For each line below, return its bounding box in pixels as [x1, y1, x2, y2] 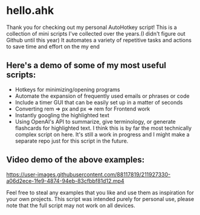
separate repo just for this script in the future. [15, 137, 129, 144]
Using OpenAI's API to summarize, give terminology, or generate [15, 118, 176, 125]
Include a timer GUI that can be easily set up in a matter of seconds [15, 98, 183, 106]
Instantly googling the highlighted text [15, 111, 110, 118]
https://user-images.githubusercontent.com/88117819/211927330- [6, 170, 171, 178]
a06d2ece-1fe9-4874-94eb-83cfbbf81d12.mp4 [6, 177, 125, 184]
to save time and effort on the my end [6, 43, 100, 50]
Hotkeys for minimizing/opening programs [15, 86, 120, 93]
